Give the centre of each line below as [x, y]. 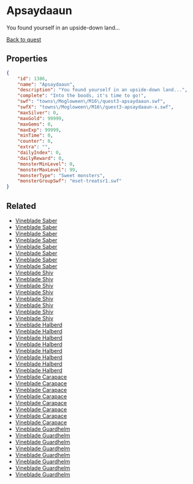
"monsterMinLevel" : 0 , [46, 164]
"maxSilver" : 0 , [38, 113]
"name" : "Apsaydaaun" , [46, 84]
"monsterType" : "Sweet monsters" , [61, 175]
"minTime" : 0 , [35, 135]
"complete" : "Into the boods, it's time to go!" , [82, 96]
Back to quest [24, 39]
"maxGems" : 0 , [35, 124]
